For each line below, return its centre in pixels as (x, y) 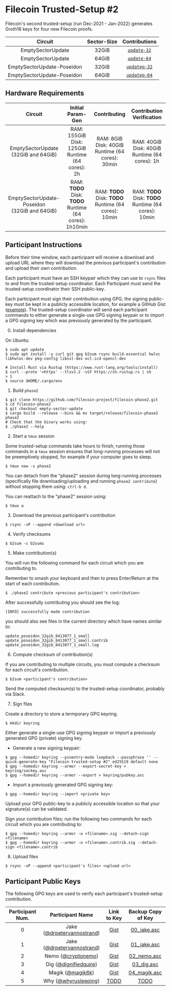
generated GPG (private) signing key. (44, 738)
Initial (77, 107)
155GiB (77, 135)
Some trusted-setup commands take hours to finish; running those (75, 446)
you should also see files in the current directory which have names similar (83, 621)
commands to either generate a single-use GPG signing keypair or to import (85, 315)
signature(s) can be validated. (37, 809)
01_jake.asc (145, 945)
